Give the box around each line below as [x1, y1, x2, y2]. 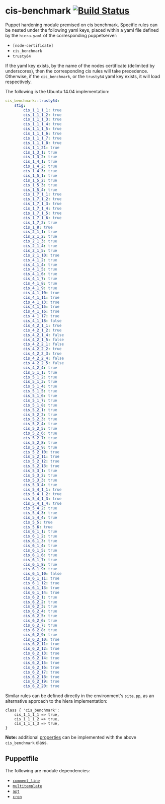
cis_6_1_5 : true [23, 548, 57, 553]
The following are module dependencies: [5, 768, 90, 773]
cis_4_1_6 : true [23, 272, 57, 277]
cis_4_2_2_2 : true [23, 347, 62, 352]
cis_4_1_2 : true [23, 257, 57, 262]
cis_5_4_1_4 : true [23, 501, 62, 506]
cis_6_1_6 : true [23, 552, 57, 558]
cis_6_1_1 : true [23, 529, 57, 534]
